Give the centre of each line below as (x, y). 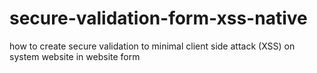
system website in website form (75, 56)
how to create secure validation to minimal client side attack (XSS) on (152, 46)
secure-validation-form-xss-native (158, 18)
